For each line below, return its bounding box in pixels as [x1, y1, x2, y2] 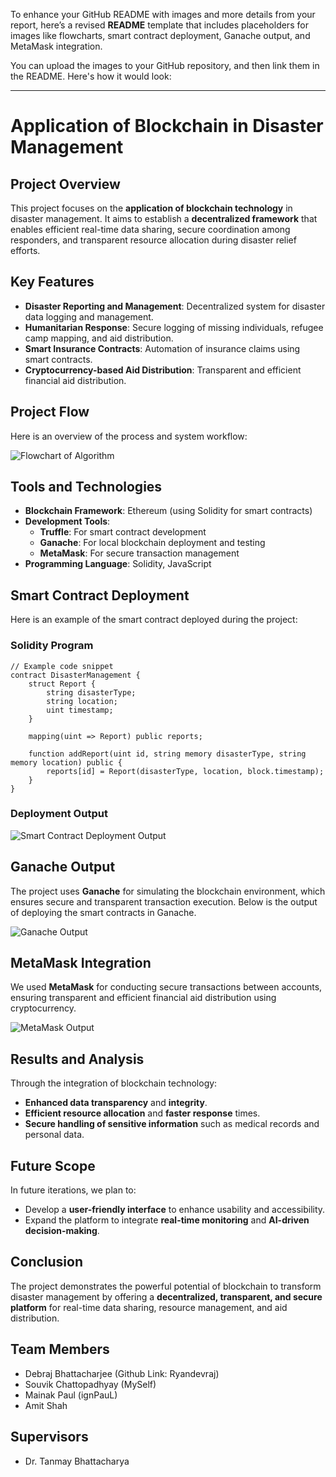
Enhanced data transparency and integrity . [24, 1097, 208, 1109]
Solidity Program [10, 639, 94, 653]
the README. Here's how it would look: [10, 70, 172, 82]
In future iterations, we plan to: [10, 1184, 137, 1196]
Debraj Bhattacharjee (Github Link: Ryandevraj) [24, 1367, 220, 1379]
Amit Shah [24, 1399, 68, 1411]
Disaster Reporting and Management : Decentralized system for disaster [24, 300, 326, 312]
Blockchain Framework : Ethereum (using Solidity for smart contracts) [24, 505, 313, 517]
